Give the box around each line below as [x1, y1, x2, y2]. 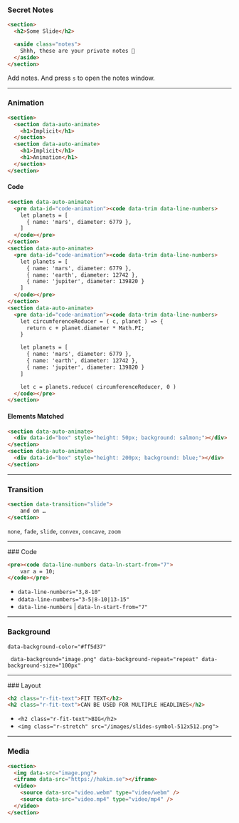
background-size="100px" [7, 662, 81, 669]
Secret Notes [7, 5, 54, 15]
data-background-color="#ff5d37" [7, 643, 107, 650]
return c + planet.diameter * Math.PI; [26, 324, 144, 332]
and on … [20, 507, 46, 514]
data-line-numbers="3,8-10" [17, 588, 101, 596]
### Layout [7, 681, 41, 690]
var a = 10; [20, 568, 55, 575]
